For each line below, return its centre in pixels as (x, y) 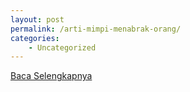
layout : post (37, 19)
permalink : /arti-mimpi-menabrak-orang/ (96, 29)
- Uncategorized (62, 47)
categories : (35, 38)
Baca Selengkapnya (51, 76)
